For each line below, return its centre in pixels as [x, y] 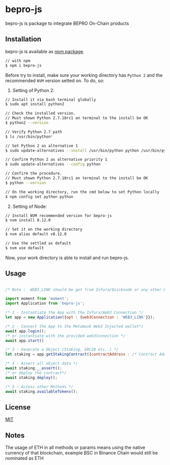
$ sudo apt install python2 [35, 104]
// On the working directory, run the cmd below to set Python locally [82, 192]
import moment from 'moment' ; [37, 299]
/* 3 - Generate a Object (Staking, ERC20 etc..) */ [62, 350]
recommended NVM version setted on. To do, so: [55, 80]
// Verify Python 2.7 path [34, 132]
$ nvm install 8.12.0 [28, 220]
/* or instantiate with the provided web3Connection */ [65, 336]
